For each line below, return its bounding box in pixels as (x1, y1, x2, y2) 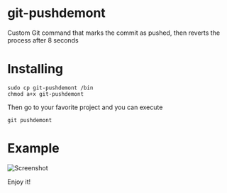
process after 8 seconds (7, 35, 79, 44)
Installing (7, 61, 64, 77)
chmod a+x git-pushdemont (7, 90, 84, 97)
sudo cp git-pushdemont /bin (7, 84, 94, 92)
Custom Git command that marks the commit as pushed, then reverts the (7, 28, 221, 37)
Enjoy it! (7, 177, 31, 186)
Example (7, 140, 60, 157)
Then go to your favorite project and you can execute (7, 103, 163, 111)
